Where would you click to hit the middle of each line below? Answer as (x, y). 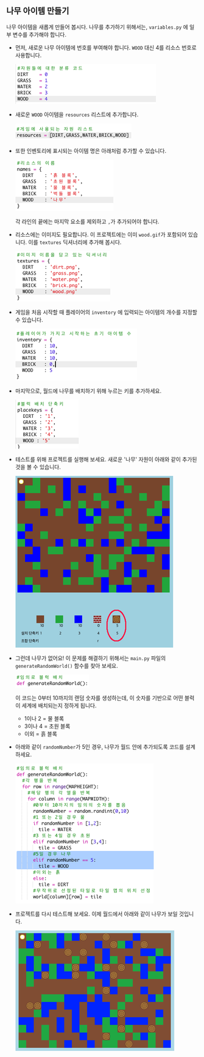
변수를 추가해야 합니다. (40, 34)
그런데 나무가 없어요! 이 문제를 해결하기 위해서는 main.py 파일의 (90, 658)
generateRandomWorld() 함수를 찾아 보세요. (67, 666)
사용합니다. (28, 55)
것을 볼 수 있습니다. (38, 467)
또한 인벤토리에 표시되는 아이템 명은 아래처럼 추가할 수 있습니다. (90, 150)
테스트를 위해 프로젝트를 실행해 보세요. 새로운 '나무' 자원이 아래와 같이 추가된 (106, 459)
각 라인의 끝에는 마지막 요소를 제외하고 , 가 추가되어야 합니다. (87, 221)
